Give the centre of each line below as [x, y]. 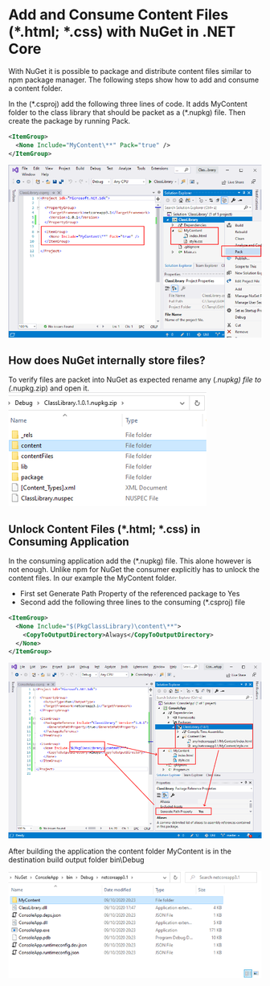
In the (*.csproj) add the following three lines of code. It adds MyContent [128, 104]
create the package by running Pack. [70, 121]
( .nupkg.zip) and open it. [49, 388]
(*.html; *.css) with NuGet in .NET [122, 32]
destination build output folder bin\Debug [76, 860]
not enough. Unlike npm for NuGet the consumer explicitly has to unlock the [134, 569]
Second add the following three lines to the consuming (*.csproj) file [133, 602]
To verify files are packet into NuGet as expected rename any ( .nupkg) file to [135, 380]
